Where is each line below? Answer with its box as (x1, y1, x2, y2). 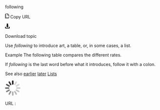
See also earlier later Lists (5, 71, 57, 77)
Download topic (5, 33, 37, 39)
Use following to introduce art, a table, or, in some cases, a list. (5, 43, 132, 48)
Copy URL (10, 14, 31, 20)
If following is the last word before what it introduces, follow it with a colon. (5, 62, 156, 67)
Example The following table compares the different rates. (5, 52, 122, 58)
